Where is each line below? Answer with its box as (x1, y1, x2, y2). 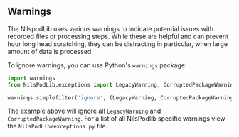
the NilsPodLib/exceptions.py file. (7, 122, 108, 131)
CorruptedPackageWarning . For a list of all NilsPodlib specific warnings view (7, 114, 225, 123)
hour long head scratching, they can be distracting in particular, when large (7, 39, 228, 48)
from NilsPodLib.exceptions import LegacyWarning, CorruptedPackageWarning (7, 81, 237, 88)
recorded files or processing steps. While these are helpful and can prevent (7, 32, 229, 40)
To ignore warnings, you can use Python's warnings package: (7, 60, 187, 70)
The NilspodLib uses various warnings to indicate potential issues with (7, 24, 214, 33)
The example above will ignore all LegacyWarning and (7, 106, 161, 116)
